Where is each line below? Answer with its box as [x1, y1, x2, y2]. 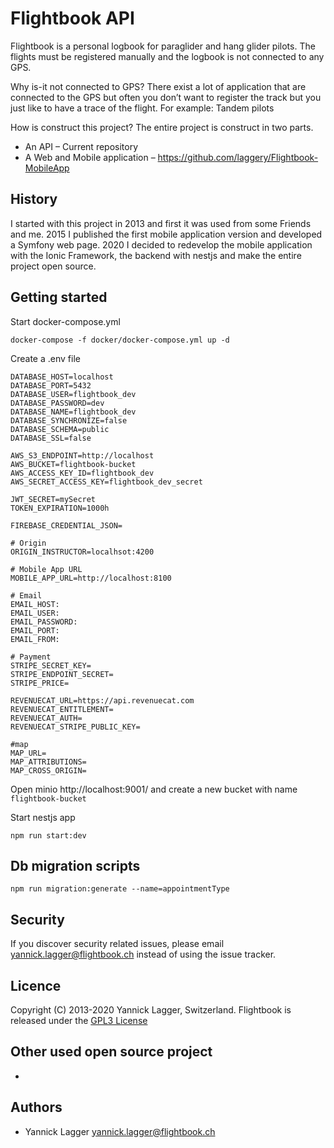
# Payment [10, 652, 52, 662]
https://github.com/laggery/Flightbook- [157, 151, 319, 163]
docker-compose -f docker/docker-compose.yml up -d [10, 335, 230, 345]
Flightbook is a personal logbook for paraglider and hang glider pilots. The [10, 40, 316, 52]
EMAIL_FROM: [10, 634, 60, 644]
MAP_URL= [10, 748, 47, 758]
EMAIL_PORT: [10, 625, 60, 636]
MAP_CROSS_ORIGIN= [10, 765, 87, 776]
